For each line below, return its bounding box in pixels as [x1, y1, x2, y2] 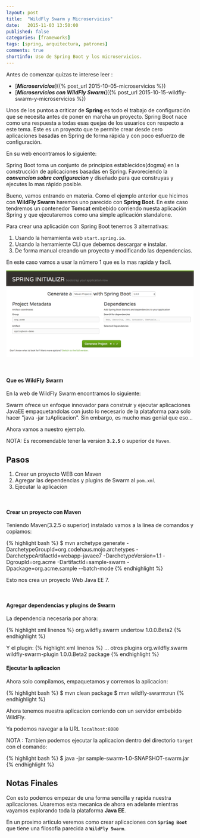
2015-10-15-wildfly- [139, 88, 187, 95]
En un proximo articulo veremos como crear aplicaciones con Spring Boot [6, 818, 187, 825]
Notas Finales [6, 778, 58, 788]
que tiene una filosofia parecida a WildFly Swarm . [6, 824, 126, 832]
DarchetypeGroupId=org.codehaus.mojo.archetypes [6, 546, 135, 553]
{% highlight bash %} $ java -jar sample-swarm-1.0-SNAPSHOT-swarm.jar [6, 754, 189, 762]
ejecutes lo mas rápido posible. [6, 180, 83, 187]
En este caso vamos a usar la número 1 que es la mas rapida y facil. [6, 258, 171, 266]
